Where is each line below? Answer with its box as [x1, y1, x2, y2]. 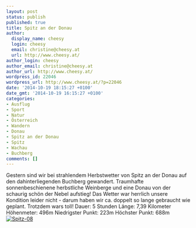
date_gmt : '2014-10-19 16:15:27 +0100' [6, 90, 104, 96]
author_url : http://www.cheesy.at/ [6, 69, 93, 74]
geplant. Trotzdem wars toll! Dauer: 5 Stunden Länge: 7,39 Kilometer [6, 203, 171, 210]
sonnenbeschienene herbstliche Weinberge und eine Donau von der [6, 184, 171, 191]
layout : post [6, 8, 38, 15]
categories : [6, 96, 35, 101]
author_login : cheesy [6, 57, 59, 63]
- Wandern [6, 123, 31, 129]
